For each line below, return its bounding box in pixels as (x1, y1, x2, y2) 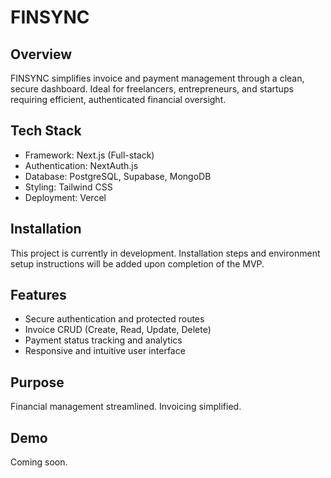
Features (10, 287, 67, 304)
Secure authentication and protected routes (24, 313, 205, 325)
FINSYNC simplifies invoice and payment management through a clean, (10, 72, 305, 84)
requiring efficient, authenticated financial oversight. (10, 94, 227, 105)
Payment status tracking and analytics (24, 334, 183, 346)
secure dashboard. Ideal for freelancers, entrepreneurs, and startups (10, 83, 294, 95)
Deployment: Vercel (24, 191, 107, 203)
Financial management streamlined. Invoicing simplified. (10, 401, 242, 413)
